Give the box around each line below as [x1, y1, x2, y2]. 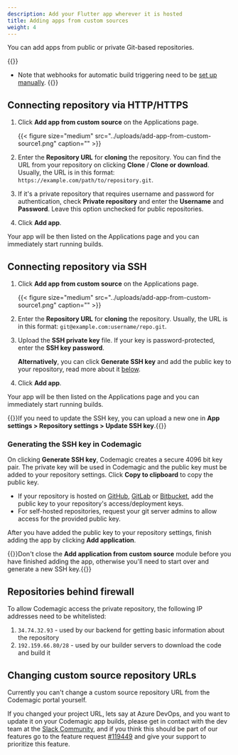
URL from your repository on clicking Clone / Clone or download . [17, 161, 210, 170]
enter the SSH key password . [17, 343, 105, 352]
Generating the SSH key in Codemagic [7, 439, 142, 449]
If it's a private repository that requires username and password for [17, 189, 215, 198]
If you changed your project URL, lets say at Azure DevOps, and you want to [7, 709, 231, 718]
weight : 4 [7, 24, 37, 31]
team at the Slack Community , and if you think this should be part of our [7, 724, 218, 733]
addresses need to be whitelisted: [7, 612, 107, 620]
